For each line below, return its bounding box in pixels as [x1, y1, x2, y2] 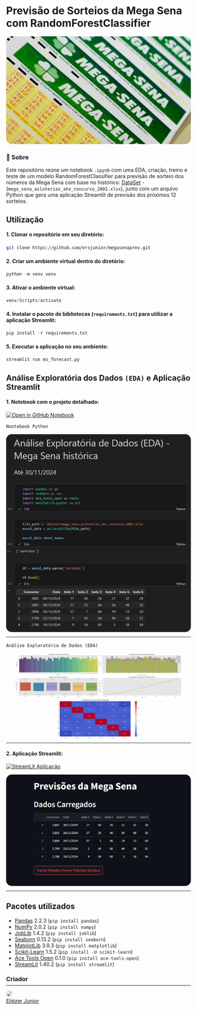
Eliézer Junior [6, 997, 39, 1004]
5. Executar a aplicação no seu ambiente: [6, 343, 108, 350]
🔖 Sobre [6, 154, 29, 162]
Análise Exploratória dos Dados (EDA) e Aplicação [6, 373, 191, 383]
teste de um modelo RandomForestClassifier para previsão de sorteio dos [6, 173, 184, 180]
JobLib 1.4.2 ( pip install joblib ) [14, 929, 97, 936]
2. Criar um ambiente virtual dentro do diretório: [6, 257, 125, 264]
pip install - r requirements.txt [6, 330, 88, 336]
